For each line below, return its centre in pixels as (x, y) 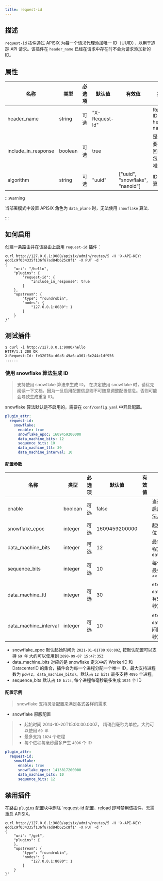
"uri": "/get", (29, 836)
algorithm (18, 180)
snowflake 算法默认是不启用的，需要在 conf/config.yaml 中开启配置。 (75, 407)
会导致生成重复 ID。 (37, 397)
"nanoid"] (130, 186)
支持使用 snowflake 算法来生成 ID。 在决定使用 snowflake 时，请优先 (85, 385)
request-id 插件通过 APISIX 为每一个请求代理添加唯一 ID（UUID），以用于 (78, 43)
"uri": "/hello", (31, 269)
